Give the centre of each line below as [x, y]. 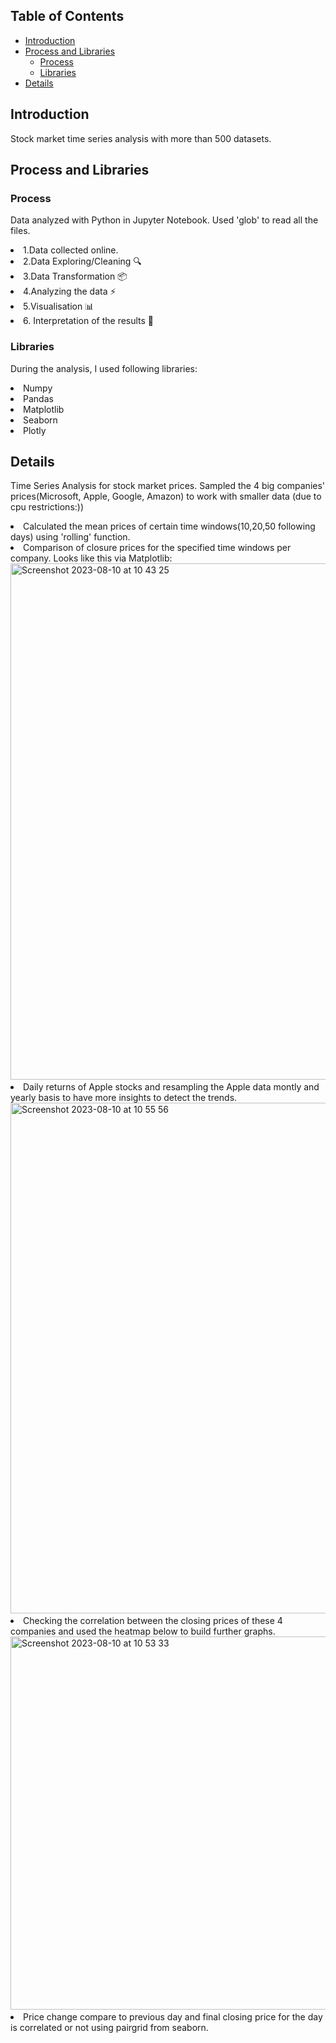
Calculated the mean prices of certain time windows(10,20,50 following [169, 526]
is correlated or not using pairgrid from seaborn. [109, 2028]
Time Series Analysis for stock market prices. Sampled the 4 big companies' [168, 486]
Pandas [38, 398]
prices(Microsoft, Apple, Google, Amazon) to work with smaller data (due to [166, 496]
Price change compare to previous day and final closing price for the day [173, 2017]
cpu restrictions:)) [47, 507]
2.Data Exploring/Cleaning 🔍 [82, 261]
